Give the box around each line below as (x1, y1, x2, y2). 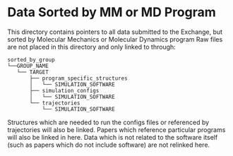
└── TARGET (16, 68, 49, 76)
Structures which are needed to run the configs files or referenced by (7, 118, 210, 126)
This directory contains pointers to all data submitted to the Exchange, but (7, 28, 223, 36)
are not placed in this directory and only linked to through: (7, 42, 177, 51)
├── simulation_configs (29, 87, 100, 94)
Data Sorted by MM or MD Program (7, 4, 217, 20)
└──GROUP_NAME (7, 62, 49, 69)
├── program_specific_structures (29, 75, 129, 82)
